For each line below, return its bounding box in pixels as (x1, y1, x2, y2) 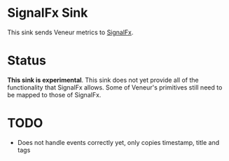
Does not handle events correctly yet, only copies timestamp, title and (17, 138, 219, 146)
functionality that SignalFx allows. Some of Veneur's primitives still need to (7, 83, 223, 92)
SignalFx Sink (7, 5, 88, 21)
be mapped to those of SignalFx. (7, 90, 102, 99)
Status (7, 52, 47, 69)
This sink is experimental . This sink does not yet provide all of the (7, 76, 199, 84)
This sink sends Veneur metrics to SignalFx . (7, 28, 134, 36)
